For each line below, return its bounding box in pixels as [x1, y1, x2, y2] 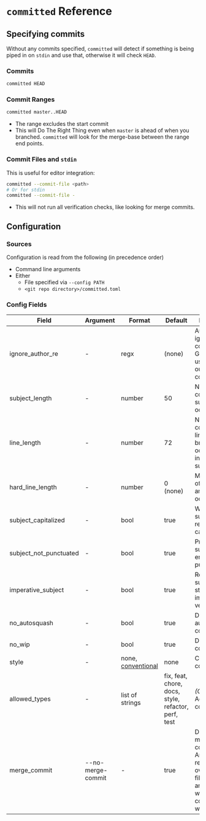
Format [128, 316, 150, 325]
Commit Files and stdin [6, 155, 77, 164]
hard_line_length [9, 483, 57, 491]
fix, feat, [164, 672, 188, 680]
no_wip [9, 640, 31, 649]
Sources [6, 239, 32, 248]
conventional [121, 661, 158, 670]
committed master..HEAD [6, 109, 67, 115]
